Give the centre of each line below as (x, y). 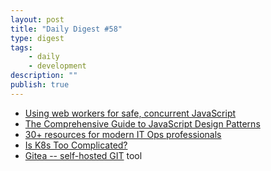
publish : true (40, 85)
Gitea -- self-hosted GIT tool (83, 155)
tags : (21, 47)
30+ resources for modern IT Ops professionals (123, 134)
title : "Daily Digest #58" (66, 29)
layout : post (37, 19)
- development (57, 66)
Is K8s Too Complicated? (76, 145)
